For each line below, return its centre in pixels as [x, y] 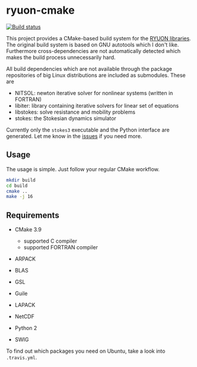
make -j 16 [20, 197]
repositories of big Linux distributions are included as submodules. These [96, 75]
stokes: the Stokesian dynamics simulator [66, 118]
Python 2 [26, 328]
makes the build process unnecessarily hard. [61, 57]
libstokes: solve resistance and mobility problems [75, 112]
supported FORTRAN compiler [61, 247]
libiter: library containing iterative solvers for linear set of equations [97, 105]
